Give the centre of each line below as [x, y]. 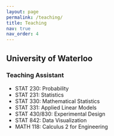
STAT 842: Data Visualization [51, 120]
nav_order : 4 [22, 34]
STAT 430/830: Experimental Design [60, 114]
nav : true [19, 28]
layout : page [22, 12]
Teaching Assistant [35, 75]
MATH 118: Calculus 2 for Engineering [61, 126]
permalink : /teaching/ [34, 17]
